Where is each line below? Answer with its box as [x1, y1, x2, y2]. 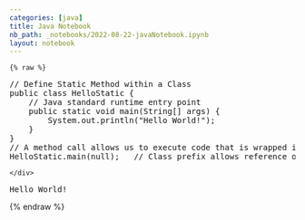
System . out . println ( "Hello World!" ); [47, 115, 216, 126]
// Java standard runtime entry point [28, 97, 202, 108]
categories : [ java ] [9, 13, 84, 23]
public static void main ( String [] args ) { [28, 106, 221, 117]
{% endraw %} [9, 201, 65, 213]
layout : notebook [9, 38, 75, 48]
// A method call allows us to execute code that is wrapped [9, 142, 288, 153]
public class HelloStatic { [9, 88, 134, 99]
